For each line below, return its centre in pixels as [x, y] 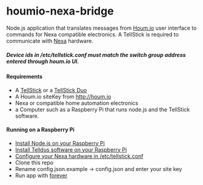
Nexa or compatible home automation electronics [76, 103]
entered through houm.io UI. [43, 61]
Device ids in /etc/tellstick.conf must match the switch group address [96, 55]
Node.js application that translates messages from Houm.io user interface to [101, 28]
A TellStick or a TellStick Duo [51, 90]
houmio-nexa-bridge [60, 11]
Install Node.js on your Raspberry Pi [60, 143]
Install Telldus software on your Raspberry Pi [71, 149]
